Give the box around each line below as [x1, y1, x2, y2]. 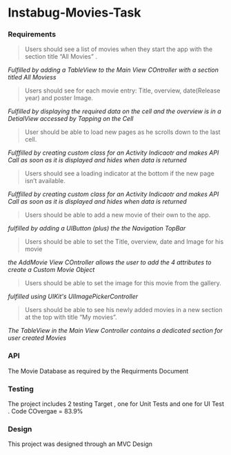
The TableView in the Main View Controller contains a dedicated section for [8, 327, 223, 335]
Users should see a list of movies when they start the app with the [24, 45, 213, 53]
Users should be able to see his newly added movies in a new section [24, 306, 223, 314]
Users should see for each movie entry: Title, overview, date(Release [24, 86, 221, 95]
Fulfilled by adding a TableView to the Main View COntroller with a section [8, 66, 219, 74]
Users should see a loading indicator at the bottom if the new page [24, 169, 214, 177]
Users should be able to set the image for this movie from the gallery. [24, 279, 221, 287]
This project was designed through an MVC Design [8, 440, 153, 448]
